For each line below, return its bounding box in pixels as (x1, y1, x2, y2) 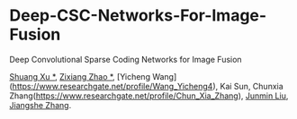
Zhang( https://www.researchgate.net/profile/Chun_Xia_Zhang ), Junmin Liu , (9, 90, 289, 101)
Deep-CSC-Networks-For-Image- (9, 5, 267, 26)
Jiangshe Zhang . (9, 99, 72, 110)
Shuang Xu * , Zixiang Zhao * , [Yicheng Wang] (9, 71, 177, 81)
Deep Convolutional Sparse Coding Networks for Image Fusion (9, 54, 242, 64)
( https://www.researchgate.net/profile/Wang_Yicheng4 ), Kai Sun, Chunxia (9, 81, 283, 91)
